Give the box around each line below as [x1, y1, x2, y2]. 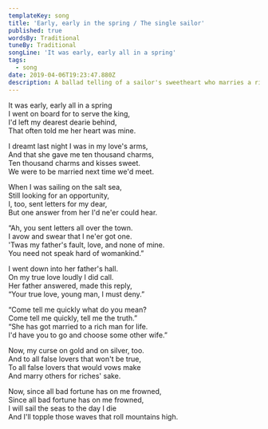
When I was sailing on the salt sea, [8, 182, 122, 191]
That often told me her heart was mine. [8, 125, 136, 136]
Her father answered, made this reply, [8, 281, 133, 290]
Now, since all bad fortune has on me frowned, [8, 386, 162, 396]
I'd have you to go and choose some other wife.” [8, 330, 167, 340]
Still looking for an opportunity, [8, 191, 110, 200]
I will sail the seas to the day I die [8, 403, 117, 413]
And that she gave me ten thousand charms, [8, 149, 154, 159]
